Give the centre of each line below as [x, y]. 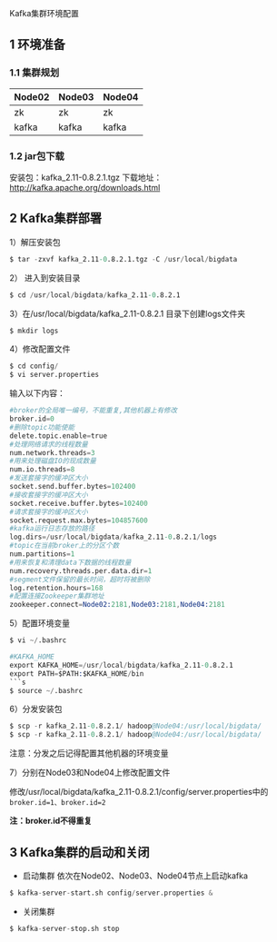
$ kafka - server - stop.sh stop [64, 928]
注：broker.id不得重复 [51, 821]
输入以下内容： [37, 393]
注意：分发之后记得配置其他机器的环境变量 [89, 753]
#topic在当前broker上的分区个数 [64, 546]
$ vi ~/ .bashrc [38, 640]
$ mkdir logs [34, 331]
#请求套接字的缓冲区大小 [49, 511]
